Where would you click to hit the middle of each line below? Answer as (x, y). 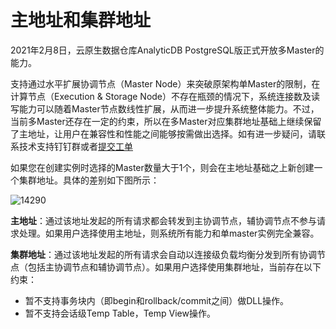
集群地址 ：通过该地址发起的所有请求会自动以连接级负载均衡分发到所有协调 (163, 254)
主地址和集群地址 (81, 20)
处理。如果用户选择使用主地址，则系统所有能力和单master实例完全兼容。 (169, 233)
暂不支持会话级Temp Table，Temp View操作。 (120, 313)
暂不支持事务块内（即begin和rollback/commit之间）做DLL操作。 (157, 300)
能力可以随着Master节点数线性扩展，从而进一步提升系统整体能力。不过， (169, 108)
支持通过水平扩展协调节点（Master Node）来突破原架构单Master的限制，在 (165, 83)
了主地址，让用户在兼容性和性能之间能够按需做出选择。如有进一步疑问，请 (163, 133)
